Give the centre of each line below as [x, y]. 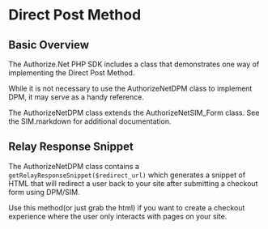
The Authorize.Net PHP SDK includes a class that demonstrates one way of [134, 64]
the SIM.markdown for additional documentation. [90, 121]
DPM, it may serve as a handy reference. [76, 97]
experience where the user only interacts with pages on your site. [118, 216]
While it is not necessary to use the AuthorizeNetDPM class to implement [130, 88]
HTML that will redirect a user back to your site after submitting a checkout [133, 183]
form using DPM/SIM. [44, 192]
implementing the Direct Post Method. [72, 73]
